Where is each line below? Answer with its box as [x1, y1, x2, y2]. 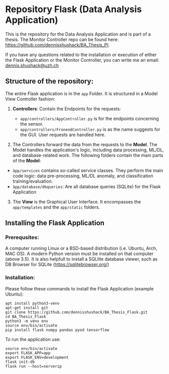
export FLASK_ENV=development [5, 355, 69, 360]
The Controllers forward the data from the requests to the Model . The [12, 141, 157, 147]
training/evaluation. [12, 178, 53, 184]
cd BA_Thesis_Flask [5, 314, 46, 319]
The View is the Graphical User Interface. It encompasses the [12, 198, 141, 204]
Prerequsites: [5, 234, 39, 241]
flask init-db [5, 359, 35, 364]
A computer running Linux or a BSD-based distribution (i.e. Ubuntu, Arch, [5, 245, 157, 252]
